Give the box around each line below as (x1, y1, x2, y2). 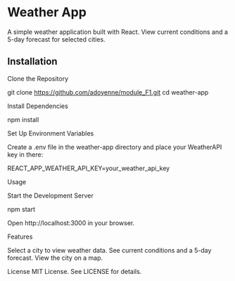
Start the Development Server (7, 191, 94, 200)
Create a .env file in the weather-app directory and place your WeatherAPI (7, 143, 222, 151)
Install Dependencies (7, 102, 68, 110)
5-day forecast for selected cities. (7, 35, 106, 43)
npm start (7, 205, 36, 213)
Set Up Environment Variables (7, 128, 94, 138)
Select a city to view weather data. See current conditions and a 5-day (7, 246, 212, 254)
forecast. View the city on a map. (7, 253, 103, 262)
